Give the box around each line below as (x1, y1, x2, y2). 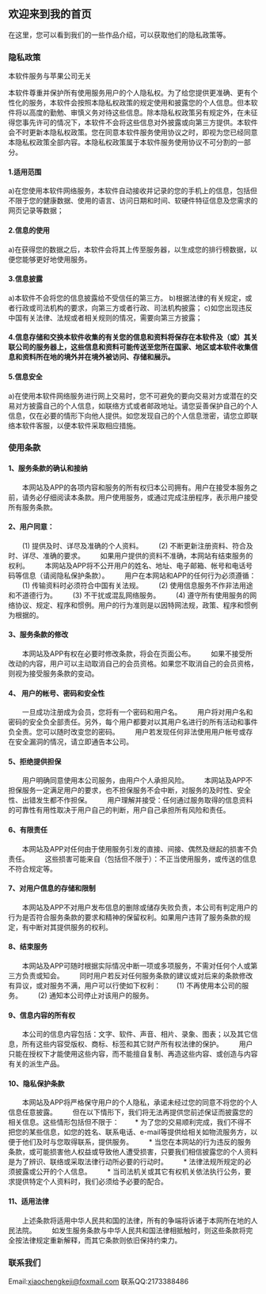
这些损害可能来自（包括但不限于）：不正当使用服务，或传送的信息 (44, 854, 256, 863)
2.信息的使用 (8, 225, 50, 235)
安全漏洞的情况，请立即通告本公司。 (14, 737, 133, 746)
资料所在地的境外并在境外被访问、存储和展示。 (21, 352, 175, 362)
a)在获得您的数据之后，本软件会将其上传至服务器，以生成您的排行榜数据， (8, 245, 251, 254)
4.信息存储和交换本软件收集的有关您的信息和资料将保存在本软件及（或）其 (8, 332, 251, 342)
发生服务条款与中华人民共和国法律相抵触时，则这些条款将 (58, 1225, 246, 1235)
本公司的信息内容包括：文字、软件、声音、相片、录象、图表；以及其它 (21, 1030, 251, 1039)
